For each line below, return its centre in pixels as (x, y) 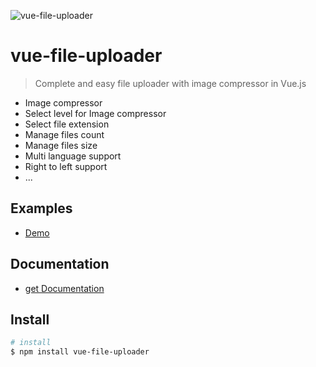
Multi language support (73, 156)
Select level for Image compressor (95, 113)
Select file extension (67, 124)
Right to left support (66, 166)
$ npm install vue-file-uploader (80, 352)
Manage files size (61, 145)
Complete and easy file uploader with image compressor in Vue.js (170, 83)
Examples (41, 208)
